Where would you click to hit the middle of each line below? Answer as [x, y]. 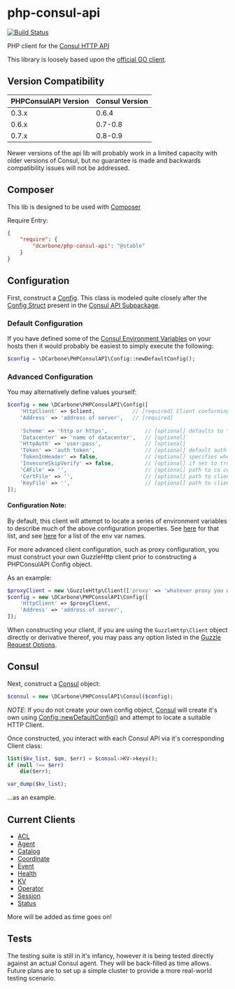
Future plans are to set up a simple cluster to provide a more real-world [110, 970]
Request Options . [32, 645]
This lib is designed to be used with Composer [74, 206]
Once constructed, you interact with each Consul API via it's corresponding [116, 738]
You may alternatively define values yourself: [72, 392]
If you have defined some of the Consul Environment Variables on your [109, 339]
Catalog [29, 851]
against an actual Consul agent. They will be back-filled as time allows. [109, 963]
